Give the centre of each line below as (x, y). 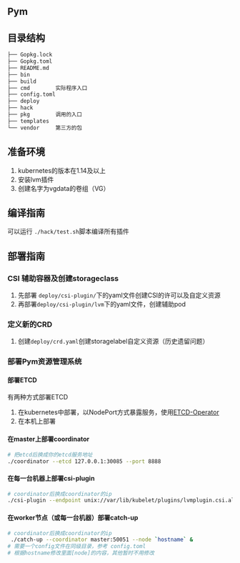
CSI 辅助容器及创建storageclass (63, 278)
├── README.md (29, 68)
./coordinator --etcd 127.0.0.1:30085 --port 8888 (84, 461)
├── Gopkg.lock (30, 55)
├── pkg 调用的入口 (45, 115)
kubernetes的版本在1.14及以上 (61, 170)
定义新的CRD (30, 324)
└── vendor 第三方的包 (45, 128)
